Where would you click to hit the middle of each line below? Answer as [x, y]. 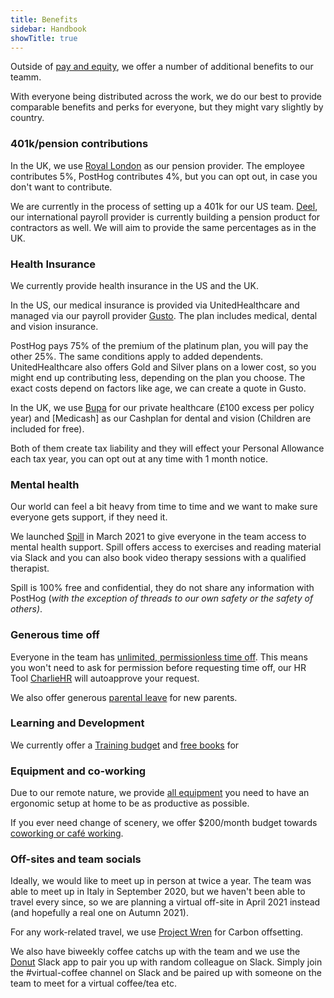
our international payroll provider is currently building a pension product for [165, 217]
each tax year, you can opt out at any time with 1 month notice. [139, 458]
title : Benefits [44, 19]
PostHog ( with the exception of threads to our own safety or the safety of [162, 598]
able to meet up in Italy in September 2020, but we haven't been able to [158, 892]
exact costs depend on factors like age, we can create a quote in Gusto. [158, 388]
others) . [26, 609]
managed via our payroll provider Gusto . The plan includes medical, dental [164, 315]
